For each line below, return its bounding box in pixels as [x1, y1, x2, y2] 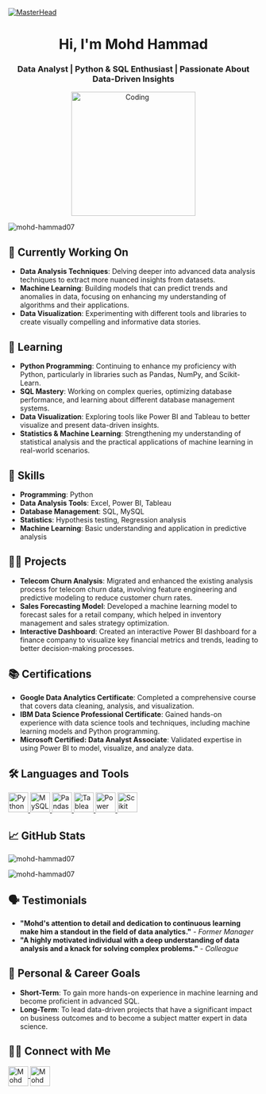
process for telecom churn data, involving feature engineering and [19, 584, 237, 594]
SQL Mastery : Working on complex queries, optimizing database [19, 387, 233, 396]
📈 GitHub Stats [8, 829, 86, 842]
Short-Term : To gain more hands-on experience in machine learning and [19, 988, 258, 997]
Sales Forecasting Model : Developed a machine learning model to [19, 601, 237, 611]
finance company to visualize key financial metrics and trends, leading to [19, 635, 259, 645]
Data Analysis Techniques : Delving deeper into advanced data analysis [19, 267, 256, 276]
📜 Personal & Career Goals [8, 967, 141, 980]
